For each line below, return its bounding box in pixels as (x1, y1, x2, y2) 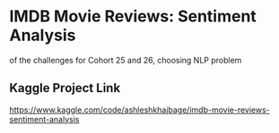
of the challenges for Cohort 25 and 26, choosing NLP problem (9, 54, 242, 65)
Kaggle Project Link (9, 80, 121, 96)
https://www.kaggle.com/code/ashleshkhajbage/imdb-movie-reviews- (9, 104, 271, 115)
